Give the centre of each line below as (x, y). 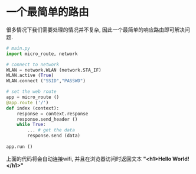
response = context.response (53, 114)
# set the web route (32, 92)
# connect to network (33, 65)
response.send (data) (54, 136)
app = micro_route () (33, 97)
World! (181, 159)
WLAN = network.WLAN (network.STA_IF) (54, 70)
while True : (31, 125)
